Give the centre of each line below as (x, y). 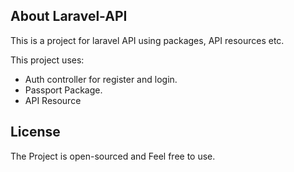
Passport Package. (63, 90)
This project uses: (47, 60)
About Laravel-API (69, 16)
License (35, 132)
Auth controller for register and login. (101, 79)
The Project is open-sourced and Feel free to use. (113, 156)
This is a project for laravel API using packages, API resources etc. (147, 40)
